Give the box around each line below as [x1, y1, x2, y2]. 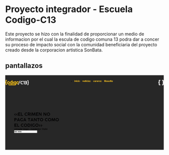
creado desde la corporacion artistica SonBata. [5, 47, 103, 53]
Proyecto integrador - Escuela [5, 4, 133, 15]
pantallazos [5, 61, 43, 70]
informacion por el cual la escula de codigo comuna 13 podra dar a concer [5, 36, 159, 42]
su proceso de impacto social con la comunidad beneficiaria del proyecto [5, 41, 157, 47]
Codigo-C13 [5, 14, 56, 26]
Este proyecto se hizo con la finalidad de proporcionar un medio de [5, 31, 144, 37]
